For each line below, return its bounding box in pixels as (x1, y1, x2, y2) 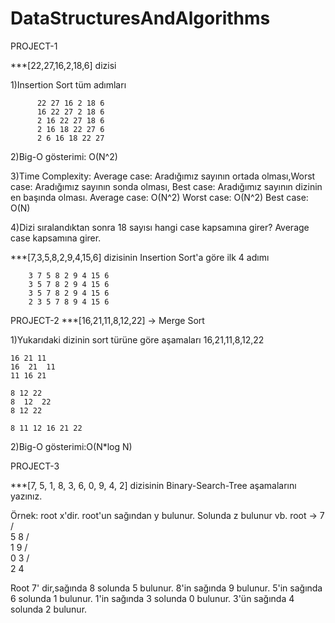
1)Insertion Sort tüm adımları (10, 78, 127, 91)
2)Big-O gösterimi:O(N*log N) (10, 440, 133, 452)
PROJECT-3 (10, 460, 60, 472)
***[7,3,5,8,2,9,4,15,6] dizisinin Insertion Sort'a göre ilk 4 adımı (10, 251, 270, 263)
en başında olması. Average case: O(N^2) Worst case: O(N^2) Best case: (10, 191, 309, 203)
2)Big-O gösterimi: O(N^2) (10, 150, 118, 162)
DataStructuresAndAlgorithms (10, 7, 271, 30)
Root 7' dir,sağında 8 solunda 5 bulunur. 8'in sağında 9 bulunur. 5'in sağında (10, 582, 323, 594)
